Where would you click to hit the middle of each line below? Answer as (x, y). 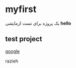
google (13, 51)
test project (24, 39)
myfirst (21, 9)
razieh (12, 61)
